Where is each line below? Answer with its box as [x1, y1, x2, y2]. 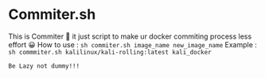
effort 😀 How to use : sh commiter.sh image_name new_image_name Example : [8, 39, 257, 49]
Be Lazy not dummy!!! [8, 61, 80, 70]
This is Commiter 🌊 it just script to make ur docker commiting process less [8, 32, 252, 41]
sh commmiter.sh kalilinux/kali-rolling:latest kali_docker [8, 48, 212, 56]
